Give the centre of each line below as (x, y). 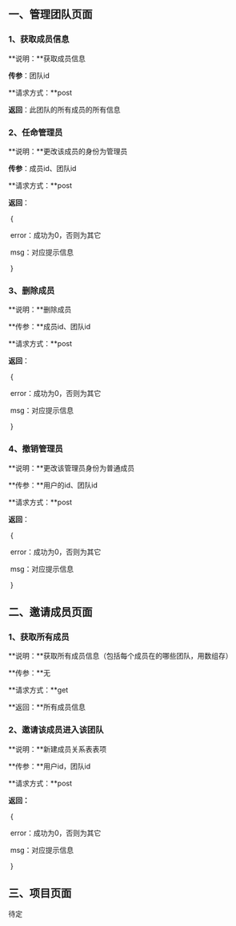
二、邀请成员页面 (50, 612)
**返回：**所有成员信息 (47, 707)
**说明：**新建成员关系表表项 (58, 749)
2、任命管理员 (36, 133)
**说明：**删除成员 (40, 310)
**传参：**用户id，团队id (49, 766)
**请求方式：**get (38, 690)
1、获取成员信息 (39, 39)
